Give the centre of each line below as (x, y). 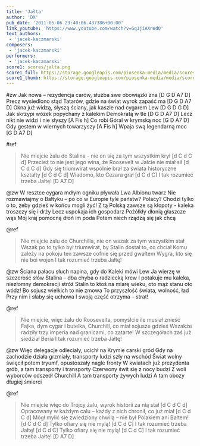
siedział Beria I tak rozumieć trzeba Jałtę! (71, 339)
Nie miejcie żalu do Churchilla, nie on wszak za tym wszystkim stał (102, 241)
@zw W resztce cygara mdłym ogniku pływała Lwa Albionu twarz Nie (91, 193)
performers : (21, 56)
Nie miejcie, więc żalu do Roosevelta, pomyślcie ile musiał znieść (100, 320)
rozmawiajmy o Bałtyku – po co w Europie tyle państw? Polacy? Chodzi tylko (100, 199)
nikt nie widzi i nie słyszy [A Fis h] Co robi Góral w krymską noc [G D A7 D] (98, 120)
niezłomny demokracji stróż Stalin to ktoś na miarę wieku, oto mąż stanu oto (99, 284)
